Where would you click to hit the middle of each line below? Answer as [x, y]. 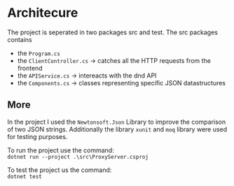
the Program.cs [39, 53]
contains [20, 39]
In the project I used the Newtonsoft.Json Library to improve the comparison [117, 122]
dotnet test [25, 176]
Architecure [43, 13]
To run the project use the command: [61, 150]
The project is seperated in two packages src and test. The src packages [113, 32]
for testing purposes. [37, 136]
